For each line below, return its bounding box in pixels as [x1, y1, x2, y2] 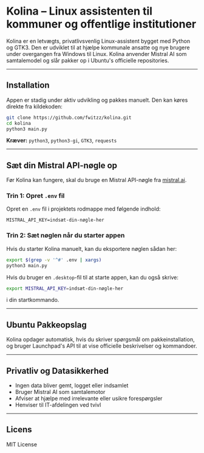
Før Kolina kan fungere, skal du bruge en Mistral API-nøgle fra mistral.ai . [6, 177, 187, 184]
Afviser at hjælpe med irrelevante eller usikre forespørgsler [15, 395, 163, 402]
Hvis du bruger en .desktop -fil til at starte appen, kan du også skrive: [6, 273, 179, 281]
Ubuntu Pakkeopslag [6, 320, 87, 330]
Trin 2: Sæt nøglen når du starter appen [6, 231, 125, 240]
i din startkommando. [6, 297, 59, 304]
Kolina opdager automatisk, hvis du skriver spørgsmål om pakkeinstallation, [6, 336, 195, 343]
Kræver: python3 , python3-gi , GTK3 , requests [6, 137, 117, 144]
